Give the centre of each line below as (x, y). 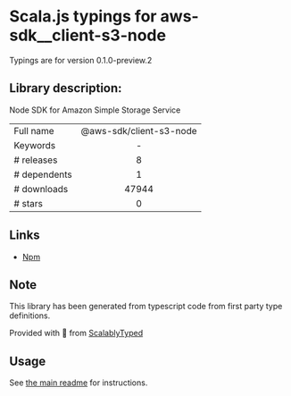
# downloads (41, 189)
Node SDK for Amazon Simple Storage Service (95, 110)
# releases (36, 160)
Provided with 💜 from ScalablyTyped (76, 333)
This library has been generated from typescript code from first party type (146, 307)
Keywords (35, 145)
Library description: (66, 88)
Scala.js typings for (83, 17)
